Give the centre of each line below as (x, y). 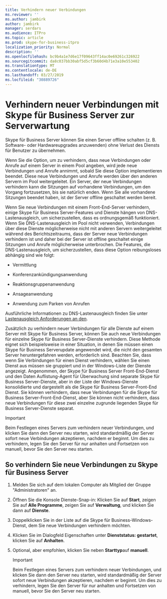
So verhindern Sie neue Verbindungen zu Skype (82, 465)
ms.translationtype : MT (30, 66)
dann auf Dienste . (31, 510)
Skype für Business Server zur (70, 115)
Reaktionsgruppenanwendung (43, 284)
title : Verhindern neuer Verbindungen (45, 10)
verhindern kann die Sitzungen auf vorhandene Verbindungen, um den (78, 186)
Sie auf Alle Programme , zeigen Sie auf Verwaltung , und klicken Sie (83, 505)
